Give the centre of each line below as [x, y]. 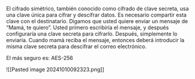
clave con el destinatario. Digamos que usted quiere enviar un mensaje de [97, 21]
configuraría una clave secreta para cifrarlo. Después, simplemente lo [92, 34]
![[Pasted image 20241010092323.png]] [55, 69]
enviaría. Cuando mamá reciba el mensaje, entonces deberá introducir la [95, 40]
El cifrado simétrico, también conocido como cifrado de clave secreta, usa [97, 9]
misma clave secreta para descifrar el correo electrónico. [77, 46]
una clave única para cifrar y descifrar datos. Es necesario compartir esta [96, 15]
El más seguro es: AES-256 [40, 58]
